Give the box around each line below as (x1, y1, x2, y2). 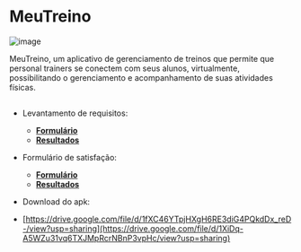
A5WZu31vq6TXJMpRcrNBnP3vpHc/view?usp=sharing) (22, 233, 231, 244)
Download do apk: (22, 196, 91, 207)
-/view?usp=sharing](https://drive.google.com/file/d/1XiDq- (22, 223, 244, 234)
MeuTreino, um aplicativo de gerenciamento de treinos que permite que (9, 53, 275, 64)
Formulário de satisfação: (22, 152, 117, 163)
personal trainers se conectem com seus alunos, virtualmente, (9, 63, 241, 74)
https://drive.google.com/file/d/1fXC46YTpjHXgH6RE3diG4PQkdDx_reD (25, 213, 292, 225)
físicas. (9, 82, 36, 92)
